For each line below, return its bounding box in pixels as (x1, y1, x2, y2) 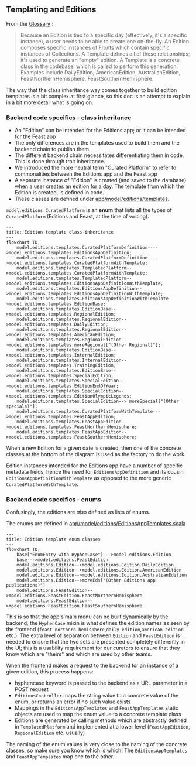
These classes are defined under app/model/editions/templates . (14, 196, 170, 203)
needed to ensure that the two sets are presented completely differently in (6, 638, 185, 645)
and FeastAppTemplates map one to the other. (6, 753, 115, 760)
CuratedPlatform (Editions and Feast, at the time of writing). (6, 213, 149, 220)
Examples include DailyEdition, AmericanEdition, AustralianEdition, (20, 69, 181, 76)
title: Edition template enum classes (6, 536, 101, 542)
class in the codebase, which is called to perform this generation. (20, 63, 178, 70)
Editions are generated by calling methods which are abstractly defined (14, 717, 187, 724)
